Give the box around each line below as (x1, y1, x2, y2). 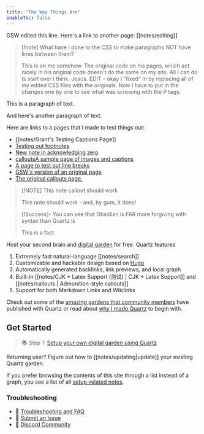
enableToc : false (6, 15, 51, 21)
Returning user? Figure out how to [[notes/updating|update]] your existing (6, 354, 193, 361)
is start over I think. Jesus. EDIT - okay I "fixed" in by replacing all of (21, 75, 194, 82)
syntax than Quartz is (21, 217, 75, 224)
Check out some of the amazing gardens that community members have (6, 298, 189, 306)
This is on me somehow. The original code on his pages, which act (21, 62, 190, 69)
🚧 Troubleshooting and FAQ (15, 408, 85, 415)
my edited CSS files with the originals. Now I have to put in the (21, 81, 179, 89)
